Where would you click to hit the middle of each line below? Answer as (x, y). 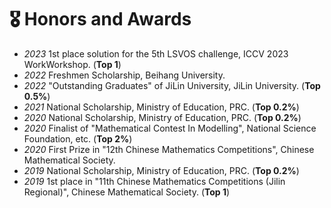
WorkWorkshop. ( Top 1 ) (72, 64)
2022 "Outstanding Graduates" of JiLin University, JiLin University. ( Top (172, 85)
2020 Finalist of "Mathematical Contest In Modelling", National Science (170, 128)
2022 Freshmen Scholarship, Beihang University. (124, 75)
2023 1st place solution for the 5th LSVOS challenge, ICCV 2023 (156, 53)
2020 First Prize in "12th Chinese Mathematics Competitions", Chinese (169, 149)
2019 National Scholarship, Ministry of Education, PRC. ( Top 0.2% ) (161, 170)
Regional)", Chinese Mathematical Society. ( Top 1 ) (127, 192)
